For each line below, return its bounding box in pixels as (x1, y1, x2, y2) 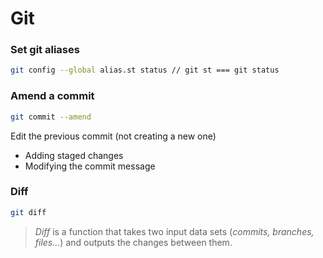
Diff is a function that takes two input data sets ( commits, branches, (34, 225, 315, 237)
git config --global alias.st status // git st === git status (10, 65, 280, 76)
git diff (10, 207, 47, 217)
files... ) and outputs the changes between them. (34, 236, 233, 248)
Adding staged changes (24, 149, 124, 161)
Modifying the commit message (24, 160, 156, 172)
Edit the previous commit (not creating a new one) (10, 130, 217, 142)
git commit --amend (10, 112, 92, 122)
